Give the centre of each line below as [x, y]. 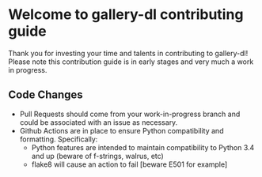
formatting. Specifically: [59, 139]
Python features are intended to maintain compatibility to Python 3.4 [143, 147]
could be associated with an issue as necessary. [99, 122]
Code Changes [46, 95]
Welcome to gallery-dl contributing [126, 15]
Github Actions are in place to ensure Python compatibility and [122, 130]
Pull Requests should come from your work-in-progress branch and [130, 114]
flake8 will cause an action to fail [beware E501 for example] [129, 164]
